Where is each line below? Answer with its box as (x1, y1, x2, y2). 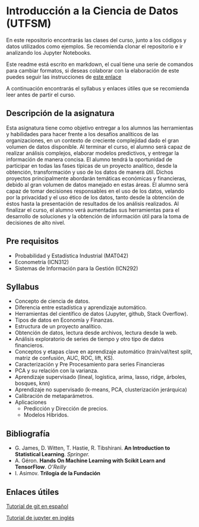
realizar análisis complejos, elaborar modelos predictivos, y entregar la (6, 149, 179, 156)
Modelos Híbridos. (23, 412, 70, 419)
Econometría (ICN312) (14, 258, 70, 265)
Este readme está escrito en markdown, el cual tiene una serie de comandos (6, 61, 194, 68)
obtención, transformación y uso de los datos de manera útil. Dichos (6, 168, 173, 175)
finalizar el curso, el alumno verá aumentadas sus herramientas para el (6, 206, 180, 214)
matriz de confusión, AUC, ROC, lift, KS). (14, 355, 115, 362)
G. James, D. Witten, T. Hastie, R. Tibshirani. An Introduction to (14, 444, 170, 451)
